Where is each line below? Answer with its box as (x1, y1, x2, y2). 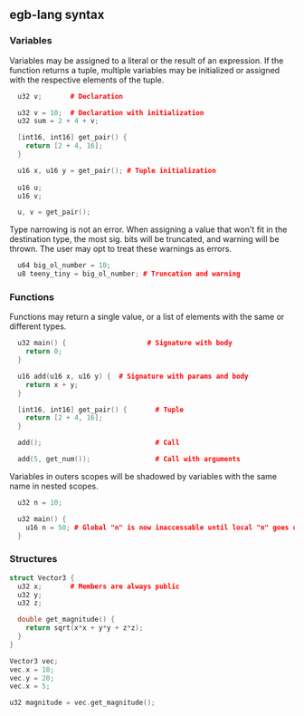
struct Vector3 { (9, 573, 75, 583)
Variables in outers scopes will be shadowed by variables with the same (9, 470, 278, 481)
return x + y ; (25, 380, 79, 389)
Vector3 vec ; (9, 656, 59, 665)
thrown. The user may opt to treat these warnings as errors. (9, 244, 233, 255)
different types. (9, 321, 67, 332)
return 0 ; (25, 347, 63, 356)
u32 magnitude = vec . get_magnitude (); (9, 698, 156, 708)
